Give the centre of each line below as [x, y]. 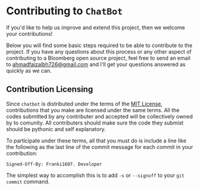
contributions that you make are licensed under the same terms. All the [93, 110]
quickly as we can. [29, 70]
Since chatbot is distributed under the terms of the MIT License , [84, 104]
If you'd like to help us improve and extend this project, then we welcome [96, 27]
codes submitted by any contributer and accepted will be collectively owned [99, 116]
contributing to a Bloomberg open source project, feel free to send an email [98, 58]
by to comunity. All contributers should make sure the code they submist [95, 123]
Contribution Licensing [50, 90]
